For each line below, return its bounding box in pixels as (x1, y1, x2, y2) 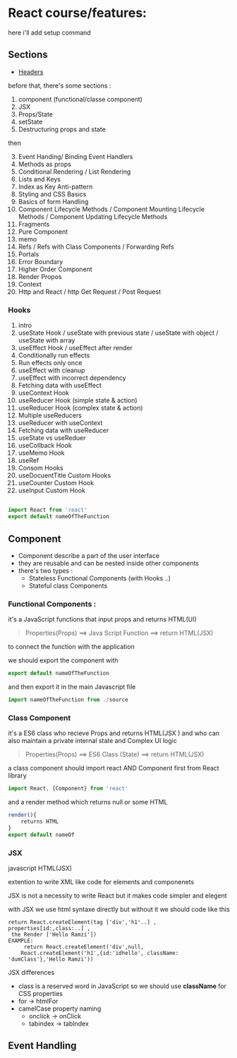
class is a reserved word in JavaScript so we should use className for (18, 982, 226, 990)
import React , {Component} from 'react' (8, 785, 129, 792)
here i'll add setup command (8, 28, 91, 37)
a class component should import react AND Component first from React (8, 764, 219, 773)
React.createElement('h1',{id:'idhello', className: (20, 950, 179, 957)
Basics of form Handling (18, 197, 89, 206)
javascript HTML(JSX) (8, 864, 73, 873)
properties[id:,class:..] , (8, 925, 91, 932)
